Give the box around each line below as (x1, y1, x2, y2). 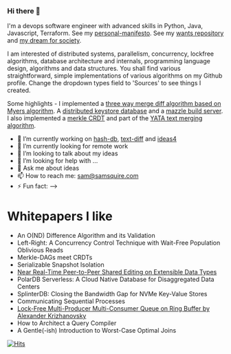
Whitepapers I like (7, 209, 113, 224)
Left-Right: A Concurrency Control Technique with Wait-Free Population (16, 239, 221, 247)
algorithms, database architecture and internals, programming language (7, 57, 211, 65)
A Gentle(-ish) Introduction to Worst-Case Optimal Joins (16, 327, 177, 335)
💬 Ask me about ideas (16, 164, 80, 173)
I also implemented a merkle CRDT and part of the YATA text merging (7, 114, 203, 122)
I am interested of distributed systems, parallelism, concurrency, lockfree (7, 49, 214, 58)
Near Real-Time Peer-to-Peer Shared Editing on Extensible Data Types (16, 268, 217, 276)
